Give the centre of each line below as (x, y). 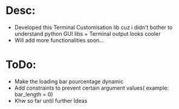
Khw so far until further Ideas (51, 101)
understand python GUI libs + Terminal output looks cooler (87, 33)
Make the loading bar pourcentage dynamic (69, 81)
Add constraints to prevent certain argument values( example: (91, 88)
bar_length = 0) (34, 94)
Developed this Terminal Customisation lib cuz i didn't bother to (93, 27)
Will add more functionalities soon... (59, 40)
